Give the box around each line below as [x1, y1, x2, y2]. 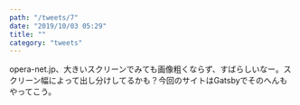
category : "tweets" [9, 38, 83, 48]
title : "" [9, 30, 47, 39]
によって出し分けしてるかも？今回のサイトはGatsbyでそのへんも [48, 75, 288, 86]
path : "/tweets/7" [9, 13, 79, 22]
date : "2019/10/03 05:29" [9, 22, 107, 31]
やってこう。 [9, 86, 57, 97]
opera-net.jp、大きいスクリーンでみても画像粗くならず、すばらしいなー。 [9, 64, 284, 74]
